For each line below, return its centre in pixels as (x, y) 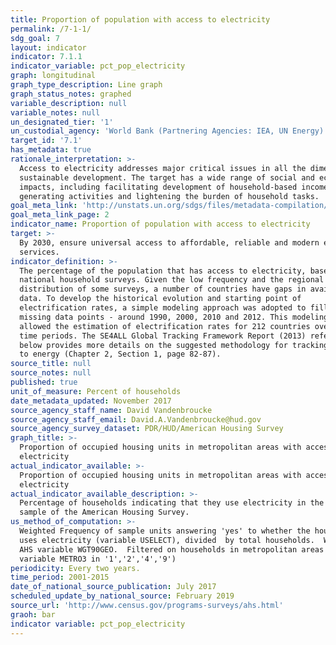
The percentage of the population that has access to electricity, (163, 271)
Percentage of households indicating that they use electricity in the (172, 503)
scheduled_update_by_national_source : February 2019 (122, 596)
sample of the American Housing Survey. (104, 512)
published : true (44, 382)
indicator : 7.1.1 (46, 57)
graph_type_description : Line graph (86, 85)
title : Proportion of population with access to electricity (140, 19)
